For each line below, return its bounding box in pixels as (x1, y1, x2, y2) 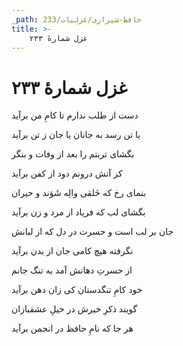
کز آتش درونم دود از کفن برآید (11, 167, 123, 180)
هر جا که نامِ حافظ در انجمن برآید (11, 322, 134, 335)
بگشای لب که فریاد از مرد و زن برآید (11, 206, 146, 218)
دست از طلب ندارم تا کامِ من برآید (11, 109, 139, 121)
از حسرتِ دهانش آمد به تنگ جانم (11, 264, 133, 276)
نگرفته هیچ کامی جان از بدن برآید (11, 245, 134, 257)
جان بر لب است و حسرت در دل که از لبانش (11, 226, 174, 238)
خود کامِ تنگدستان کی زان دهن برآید (11, 284, 143, 296)
